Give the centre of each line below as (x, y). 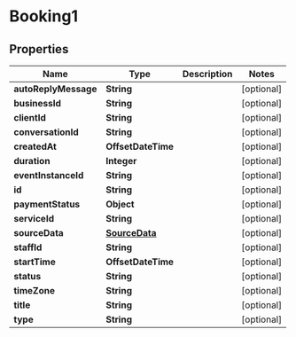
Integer (121, 161)
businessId (38, 103)
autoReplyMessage (55, 89)
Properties (39, 49)
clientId (30, 118)
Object (120, 204)
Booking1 (43, 16)
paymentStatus (47, 204)
